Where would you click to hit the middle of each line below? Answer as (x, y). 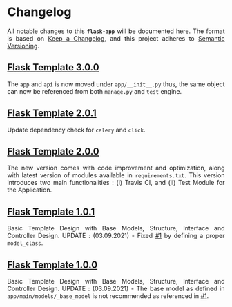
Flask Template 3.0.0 (53, 67)
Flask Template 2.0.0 (53, 151)
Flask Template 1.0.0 (52, 265)
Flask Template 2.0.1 (52, 113)
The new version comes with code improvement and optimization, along (116, 168)
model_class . (25, 243)
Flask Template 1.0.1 (51, 211)
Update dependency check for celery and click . (77, 130)
